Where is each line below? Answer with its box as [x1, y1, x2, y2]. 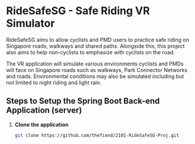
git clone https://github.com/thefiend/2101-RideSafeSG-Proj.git [14, 132, 179, 138]
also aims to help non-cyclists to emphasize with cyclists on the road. [6, 48, 175, 55]
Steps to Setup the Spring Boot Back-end [6, 96, 160, 106]
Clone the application [14, 121, 69, 128]
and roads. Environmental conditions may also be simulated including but [6, 73, 184, 80]
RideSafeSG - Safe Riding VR [6, 4, 150, 18]
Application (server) [6, 105, 82, 116]
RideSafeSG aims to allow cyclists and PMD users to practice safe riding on [6, 36, 189, 43]
